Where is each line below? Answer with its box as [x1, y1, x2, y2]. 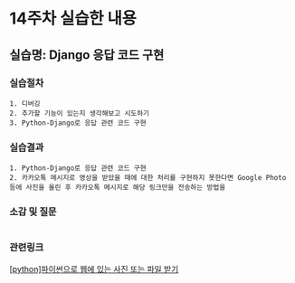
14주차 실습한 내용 [9, 8, 138, 29]
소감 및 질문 [9, 205, 57, 218]
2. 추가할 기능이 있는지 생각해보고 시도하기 [9, 108, 150, 118]
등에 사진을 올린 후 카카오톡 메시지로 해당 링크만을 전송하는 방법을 [9, 183, 226, 193]
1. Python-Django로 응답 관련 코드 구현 [9, 164, 147, 173]
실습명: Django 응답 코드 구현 [9, 47, 165, 62]
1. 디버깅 [9, 99, 41, 108]
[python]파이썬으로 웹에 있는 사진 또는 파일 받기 [9, 263, 179, 274]
